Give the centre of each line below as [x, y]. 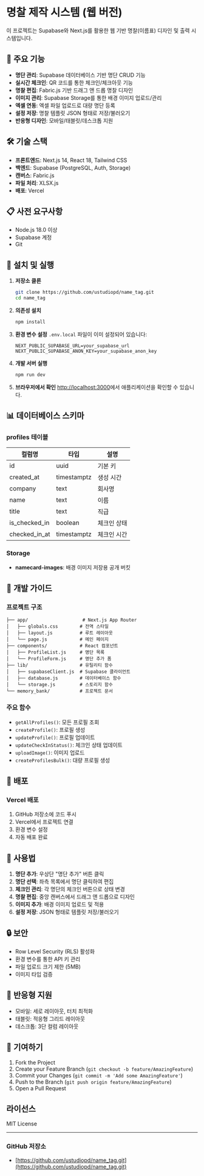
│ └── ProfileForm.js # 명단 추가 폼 [59, 659]
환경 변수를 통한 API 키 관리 [48, 959]
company [23, 489]
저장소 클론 [28, 281]
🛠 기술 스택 [27, 141]
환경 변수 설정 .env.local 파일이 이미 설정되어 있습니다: [81, 334]
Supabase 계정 [33, 237]
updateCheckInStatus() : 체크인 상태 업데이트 [69, 745]
